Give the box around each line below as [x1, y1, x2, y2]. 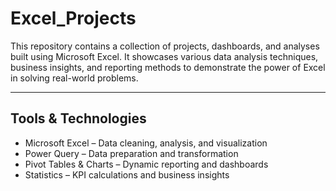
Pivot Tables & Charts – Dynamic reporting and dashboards [24, 158, 269, 170]
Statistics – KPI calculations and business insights [24, 168, 230, 181]
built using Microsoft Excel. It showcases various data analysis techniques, [10, 50, 319, 62]
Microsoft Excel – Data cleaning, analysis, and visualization [24, 137, 268, 149]
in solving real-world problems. [10, 72, 139, 84]
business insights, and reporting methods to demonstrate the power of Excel [10, 61, 326, 73]
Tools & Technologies [10, 110, 147, 127]
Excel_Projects [10, 7, 137, 30]
